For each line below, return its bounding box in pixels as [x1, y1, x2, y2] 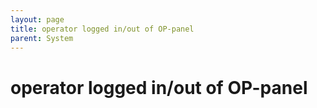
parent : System [10, 33, 74, 43]
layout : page [10, 14, 65, 25]
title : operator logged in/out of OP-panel [10, 24, 195, 34]
